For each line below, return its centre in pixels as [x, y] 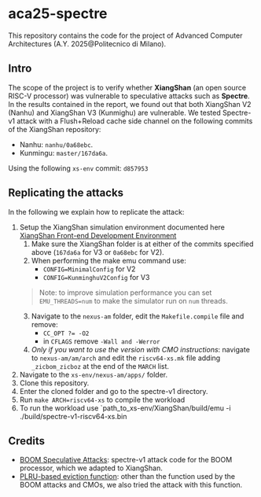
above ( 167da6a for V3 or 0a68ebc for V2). [98, 252]
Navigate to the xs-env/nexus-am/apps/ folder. [93, 374]
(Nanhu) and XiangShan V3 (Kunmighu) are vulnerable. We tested [115, 112]
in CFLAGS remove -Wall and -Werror [101, 341]
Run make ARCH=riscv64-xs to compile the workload [102, 399]
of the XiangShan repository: [55, 129]
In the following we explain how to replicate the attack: [96, 212]
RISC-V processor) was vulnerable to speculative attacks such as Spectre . [129, 96]
